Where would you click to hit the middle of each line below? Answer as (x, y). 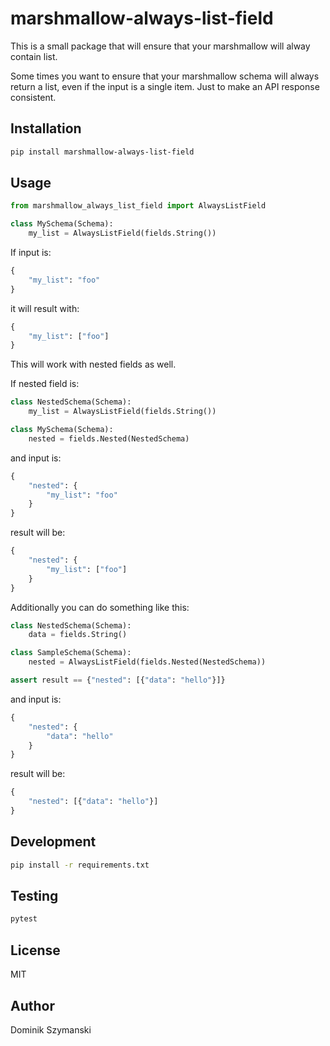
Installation (46, 128)
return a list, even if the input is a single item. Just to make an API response (165, 86)
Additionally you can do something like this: (100, 607)
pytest (24, 919)
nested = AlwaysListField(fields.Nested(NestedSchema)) (147, 662)
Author (32, 1005)
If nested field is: (45, 384)
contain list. (34, 56)
